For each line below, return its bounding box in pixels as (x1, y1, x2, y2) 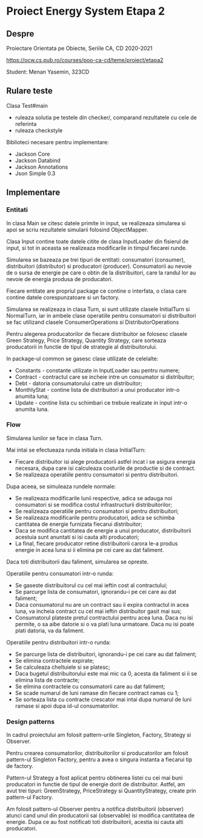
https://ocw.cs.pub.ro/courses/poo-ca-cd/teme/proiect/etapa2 (6, 57, 164, 63)
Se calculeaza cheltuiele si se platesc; (15, 663, 110, 671)
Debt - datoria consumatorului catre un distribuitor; (15, 379, 142, 387)
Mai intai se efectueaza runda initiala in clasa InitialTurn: (6, 446, 146, 453)
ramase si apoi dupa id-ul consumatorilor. (15, 702, 119, 710)
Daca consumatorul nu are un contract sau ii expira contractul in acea (15, 601, 189, 608)
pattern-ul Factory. (6, 794, 53, 801)
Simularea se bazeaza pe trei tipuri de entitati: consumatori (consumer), (6, 256, 185, 263)
